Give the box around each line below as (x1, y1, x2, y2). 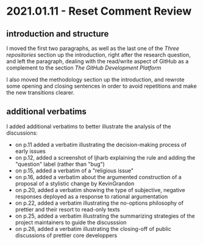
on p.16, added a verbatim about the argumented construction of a (15, 173, 182, 180)
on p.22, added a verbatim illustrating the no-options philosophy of (15, 199, 184, 207)
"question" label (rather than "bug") (15, 160, 105, 168)
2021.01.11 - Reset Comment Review (6, 4, 192, 18)
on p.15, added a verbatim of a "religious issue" (15, 166, 134, 174)
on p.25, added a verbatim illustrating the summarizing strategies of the (15, 212, 195, 219)
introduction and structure (6, 29, 109, 39)
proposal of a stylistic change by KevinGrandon (15, 180, 135, 187)
